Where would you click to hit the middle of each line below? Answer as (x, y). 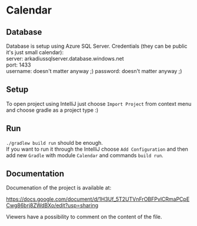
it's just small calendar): (35, 52)
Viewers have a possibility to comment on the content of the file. (84, 217)
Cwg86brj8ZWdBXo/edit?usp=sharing (52, 205)
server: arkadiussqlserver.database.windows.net (65, 59)
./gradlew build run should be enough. (54, 142)
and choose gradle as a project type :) (52, 110)
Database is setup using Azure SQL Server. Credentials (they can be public (97, 46)
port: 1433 (19, 65)
